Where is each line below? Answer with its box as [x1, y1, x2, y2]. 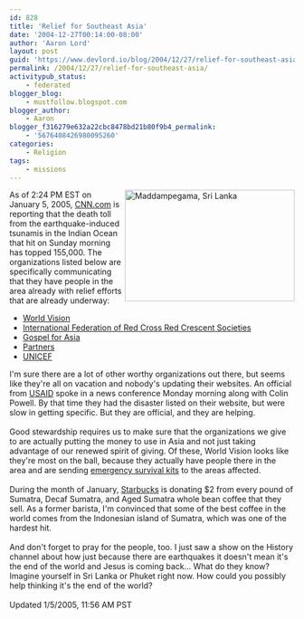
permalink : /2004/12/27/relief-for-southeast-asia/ [9, 64, 208, 73]
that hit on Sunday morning [9, 237, 111, 249]
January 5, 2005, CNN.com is [9, 199, 120, 210]
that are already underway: [9, 295, 110, 306]
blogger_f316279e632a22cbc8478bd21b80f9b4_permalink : [9, 123, 217, 132]
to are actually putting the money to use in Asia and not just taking [9, 436, 256, 447]
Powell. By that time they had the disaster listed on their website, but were [9, 397, 285, 408]
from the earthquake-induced [9, 218, 120, 229]
